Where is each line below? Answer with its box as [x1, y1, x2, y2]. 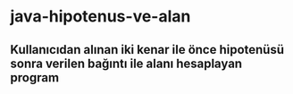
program [10, 70, 60, 85]
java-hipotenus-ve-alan [10, 6, 191, 27]
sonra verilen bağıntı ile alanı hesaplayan [10, 56, 243, 71]
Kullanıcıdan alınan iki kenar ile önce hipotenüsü [10, 42, 285, 57]
